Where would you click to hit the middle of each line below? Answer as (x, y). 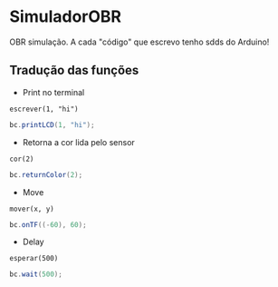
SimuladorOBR (66, 17)
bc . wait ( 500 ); (36, 274)
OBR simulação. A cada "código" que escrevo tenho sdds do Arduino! (139, 42)
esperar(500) (34, 259)
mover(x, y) (32, 209)
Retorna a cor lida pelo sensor (79, 142)
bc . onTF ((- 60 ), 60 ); (48, 224)
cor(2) (22, 159)
